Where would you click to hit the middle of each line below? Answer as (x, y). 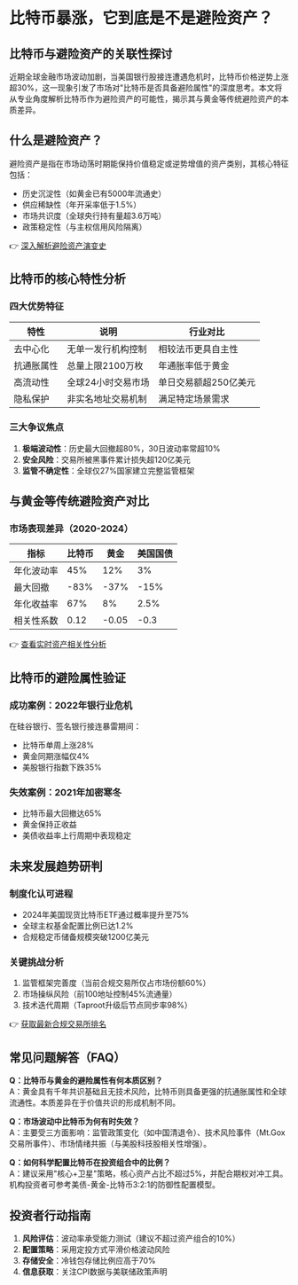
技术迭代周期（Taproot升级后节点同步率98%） (107, 1005)
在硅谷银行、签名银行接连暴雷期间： (75, 726)
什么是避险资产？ (56, 141)
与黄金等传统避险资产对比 (79, 501)
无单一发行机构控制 (107, 349)
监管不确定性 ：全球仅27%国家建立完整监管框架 (108, 470)
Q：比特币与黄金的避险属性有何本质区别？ (86, 1081)
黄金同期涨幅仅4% (56, 756)
